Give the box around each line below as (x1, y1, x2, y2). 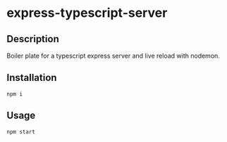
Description (6, 33, 59, 45)
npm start (6, 128, 36, 135)
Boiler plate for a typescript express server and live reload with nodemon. (6, 51, 220, 60)
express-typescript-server (6, 5, 168, 21)
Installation (6, 72, 57, 84)
